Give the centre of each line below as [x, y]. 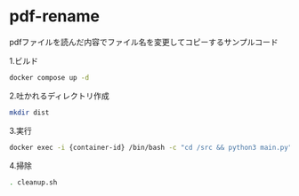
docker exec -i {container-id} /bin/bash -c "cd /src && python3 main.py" [151, 147]
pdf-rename [55, 16]
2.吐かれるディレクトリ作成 [59, 96]
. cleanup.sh [33, 182]
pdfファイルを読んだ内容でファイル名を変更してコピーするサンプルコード [144, 42]
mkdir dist [29, 113]
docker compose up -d [49, 77]
